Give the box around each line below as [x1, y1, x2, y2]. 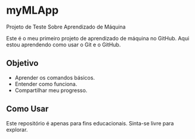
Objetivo [6, 58, 39, 68]
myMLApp [6, 4, 59, 17]
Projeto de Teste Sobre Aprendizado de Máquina [6, 23, 126, 30]
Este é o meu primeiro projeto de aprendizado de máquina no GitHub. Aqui [6, 34, 190, 42]
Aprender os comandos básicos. [14, 74, 95, 81]
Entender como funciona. [14, 80, 78, 87]
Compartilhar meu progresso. [14, 87, 88, 94]
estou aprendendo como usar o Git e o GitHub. [6, 41, 121, 48]
